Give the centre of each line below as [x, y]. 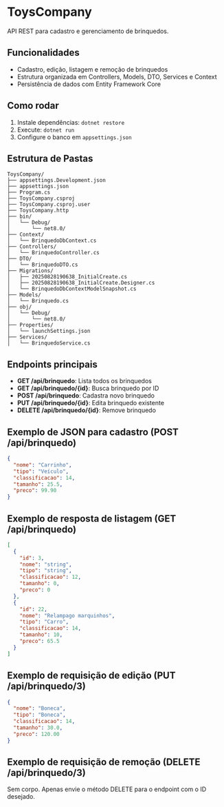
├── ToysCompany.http [38, 211]
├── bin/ [20, 217]
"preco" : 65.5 [40, 642]
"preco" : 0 [35, 590]
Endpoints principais [52, 364]
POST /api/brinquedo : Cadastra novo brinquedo [86, 396]
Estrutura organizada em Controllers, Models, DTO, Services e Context [117, 76]
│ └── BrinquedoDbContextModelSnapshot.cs [72, 289]
